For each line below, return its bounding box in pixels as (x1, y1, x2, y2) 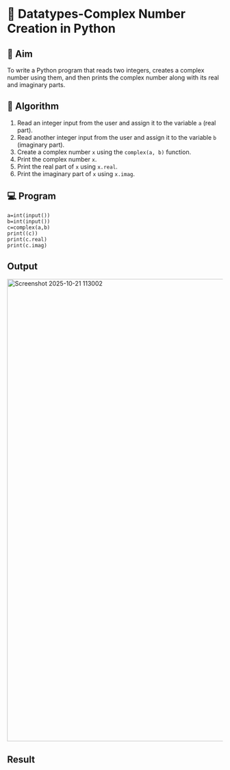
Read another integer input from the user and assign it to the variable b (16, 133, 217, 141)
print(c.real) (7, 236, 48, 243)
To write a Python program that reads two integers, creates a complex (7, 66, 205, 74)
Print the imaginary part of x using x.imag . (16, 169, 136, 177)
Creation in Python (7, 21, 116, 36)
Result (7, 754, 36, 765)
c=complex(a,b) (7, 224, 51, 231)
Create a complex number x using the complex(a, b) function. (16, 147, 192, 156)
